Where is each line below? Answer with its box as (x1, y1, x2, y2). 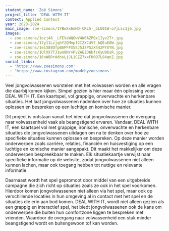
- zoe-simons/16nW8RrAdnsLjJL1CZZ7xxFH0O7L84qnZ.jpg (10, 54, 123, 60)
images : (5, 31, 22, 36)
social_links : (5, 59, 35, 64)
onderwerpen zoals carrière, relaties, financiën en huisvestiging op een (5, 141, 153, 147)
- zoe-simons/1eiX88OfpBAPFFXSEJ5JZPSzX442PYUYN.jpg (10, 45, 123, 50)
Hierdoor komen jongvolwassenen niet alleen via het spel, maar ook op (5, 188, 153, 194)
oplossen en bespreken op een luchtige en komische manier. (5, 104, 132, 110)
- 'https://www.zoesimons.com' (10, 64, 76, 69)
